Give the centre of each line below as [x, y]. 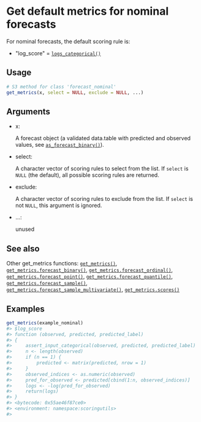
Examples [25, 309]
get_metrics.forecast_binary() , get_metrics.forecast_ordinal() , [90, 270]
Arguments [28, 111]
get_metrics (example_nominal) [45, 323]
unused [25, 229]
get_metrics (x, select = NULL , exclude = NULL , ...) [75, 92]
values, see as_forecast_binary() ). [59, 145]
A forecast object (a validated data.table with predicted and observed [103, 138]
